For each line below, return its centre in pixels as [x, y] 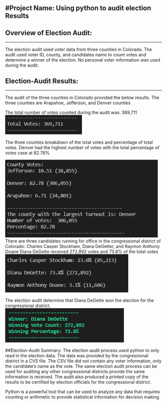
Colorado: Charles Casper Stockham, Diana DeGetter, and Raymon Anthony [83, 246]
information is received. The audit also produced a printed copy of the [77, 377]
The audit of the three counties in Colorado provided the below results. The [82, 98]
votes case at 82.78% [27, 153]
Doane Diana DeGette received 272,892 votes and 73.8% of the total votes [82, 252]
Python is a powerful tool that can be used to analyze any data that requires [83, 392]
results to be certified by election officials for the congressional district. [78, 382]
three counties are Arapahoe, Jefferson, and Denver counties [68, 103]
